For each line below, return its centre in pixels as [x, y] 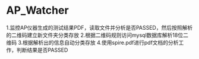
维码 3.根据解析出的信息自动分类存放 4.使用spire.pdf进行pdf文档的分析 [93, 42]
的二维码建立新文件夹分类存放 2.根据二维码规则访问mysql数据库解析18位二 [97, 35]
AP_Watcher [38, 10]
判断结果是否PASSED [42, 50]
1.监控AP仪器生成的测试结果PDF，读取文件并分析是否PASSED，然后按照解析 [99, 27]
